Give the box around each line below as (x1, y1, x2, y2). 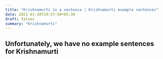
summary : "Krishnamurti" (5, 21, 57, 26)
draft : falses (5, 16, 35, 21)
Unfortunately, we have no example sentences (5, 39, 154, 48)
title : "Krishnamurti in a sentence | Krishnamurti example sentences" (5, 7, 158, 12)
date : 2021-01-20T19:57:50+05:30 (5, 12, 75, 17)
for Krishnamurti (5, 47, 59, 56)
